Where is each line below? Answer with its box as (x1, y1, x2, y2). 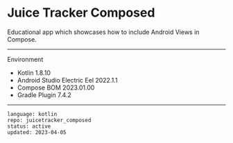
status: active (7, 123, 51, 130)
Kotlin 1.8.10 (17, 68, 51, 77)
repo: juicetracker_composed (7, 117, 92, 124)
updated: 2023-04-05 (7, 128, 67, 136)
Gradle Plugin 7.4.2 (17, 90, 71, 99)
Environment (7, 55, 44, 63)
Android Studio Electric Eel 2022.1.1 (17, 76, 118, 84)
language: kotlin (7, 110, 58, 117)
